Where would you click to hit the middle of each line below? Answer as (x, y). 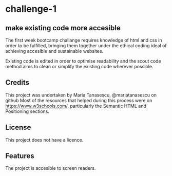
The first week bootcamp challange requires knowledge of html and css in (84, 40)
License (18, 128)
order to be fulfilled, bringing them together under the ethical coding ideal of (86, 46)
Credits (17, 83)
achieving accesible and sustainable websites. (54, 51)
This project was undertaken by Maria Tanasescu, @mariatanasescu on (81, 95)
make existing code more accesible (63, 28)
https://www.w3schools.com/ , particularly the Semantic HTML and (76, 106)
